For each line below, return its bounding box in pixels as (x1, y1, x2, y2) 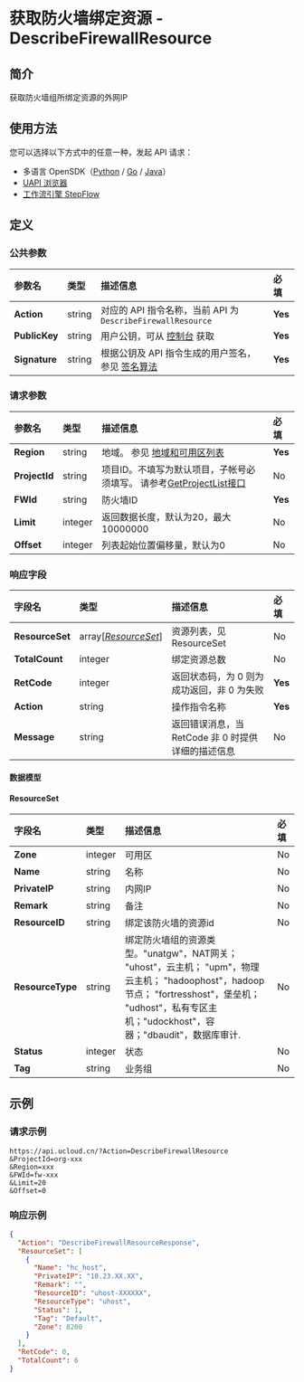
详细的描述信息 (171, 745, 235, 758)
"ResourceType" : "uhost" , (33, 1297, 131, 1306)
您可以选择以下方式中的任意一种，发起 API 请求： (9, 147, 194, 157)
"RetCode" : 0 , (17, 1348, 71, 1357)
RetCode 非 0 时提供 (171, 732, 258, 744)
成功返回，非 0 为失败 (171, 684, 264, 696)
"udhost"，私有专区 (125, 1001, 209, 1014)
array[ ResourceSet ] (79, 630, 163, 643)
